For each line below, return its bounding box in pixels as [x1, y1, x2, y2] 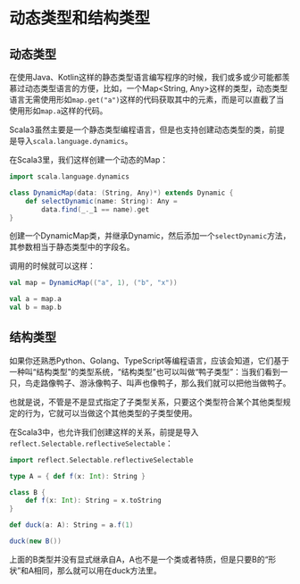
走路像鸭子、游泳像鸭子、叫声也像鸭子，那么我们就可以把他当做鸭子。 [32, 377, 291, 388]
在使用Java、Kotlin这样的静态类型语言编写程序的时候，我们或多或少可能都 [9, 72, 283, 82]
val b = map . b [9, 303, 62, 313]
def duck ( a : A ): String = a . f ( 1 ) [9, 521, 134, 530]
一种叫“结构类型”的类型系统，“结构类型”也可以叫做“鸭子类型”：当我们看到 [9, 366, 280, 377]
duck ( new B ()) [9, 537, 62, 546]
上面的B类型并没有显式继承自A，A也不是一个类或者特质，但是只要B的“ [9, 554, 269, 564]
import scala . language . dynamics [9, 172, 129, 181]
